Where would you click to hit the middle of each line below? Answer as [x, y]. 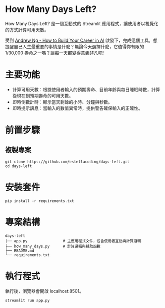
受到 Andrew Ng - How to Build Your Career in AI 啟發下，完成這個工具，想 [81, 40]
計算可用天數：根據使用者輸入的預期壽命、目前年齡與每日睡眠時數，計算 [86, 89]
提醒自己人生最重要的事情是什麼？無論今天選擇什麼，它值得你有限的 [75, 46]
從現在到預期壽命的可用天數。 [43, 96]
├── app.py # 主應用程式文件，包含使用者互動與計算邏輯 [73, 241]
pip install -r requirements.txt [40, 201]
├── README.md [20, 251]
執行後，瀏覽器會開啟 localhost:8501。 [45, 291]
